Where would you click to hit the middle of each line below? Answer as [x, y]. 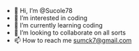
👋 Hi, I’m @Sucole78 [43, 11]
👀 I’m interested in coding [51, 18]
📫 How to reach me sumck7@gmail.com [73, 40]
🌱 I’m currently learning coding [58, 25]
